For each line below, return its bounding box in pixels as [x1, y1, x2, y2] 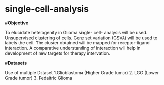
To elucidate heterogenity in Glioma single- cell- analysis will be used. [5, 29, 148, 35]
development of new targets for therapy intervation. [5, 50, 110, 56]
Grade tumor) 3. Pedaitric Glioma [5, 75, 73, 81]
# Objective [5, 20, 29, 26]
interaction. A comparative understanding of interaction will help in [5, 45, 141, 51]
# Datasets [5, 60, 27, 66]
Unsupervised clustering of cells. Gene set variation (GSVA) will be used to [5, 35, 158, 41]
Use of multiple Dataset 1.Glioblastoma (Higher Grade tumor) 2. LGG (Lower [5, 69, 159, 75]
